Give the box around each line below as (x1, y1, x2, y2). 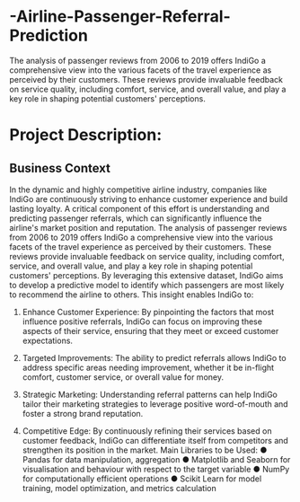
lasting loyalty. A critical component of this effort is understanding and (9, 203, 269, 214)
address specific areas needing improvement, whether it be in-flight (22, 362, 275, 373)
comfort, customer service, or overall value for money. (22, 371, 225, 383)
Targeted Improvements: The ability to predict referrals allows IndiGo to (22, 352, 287, 363)
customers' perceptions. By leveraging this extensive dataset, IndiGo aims (9, 269, 284, 280)
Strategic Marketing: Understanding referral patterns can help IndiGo (22, 389, 278, 400)
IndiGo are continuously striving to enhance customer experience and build (9, 193, 288, 204)
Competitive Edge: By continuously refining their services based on (22, 425, 272, 436)
